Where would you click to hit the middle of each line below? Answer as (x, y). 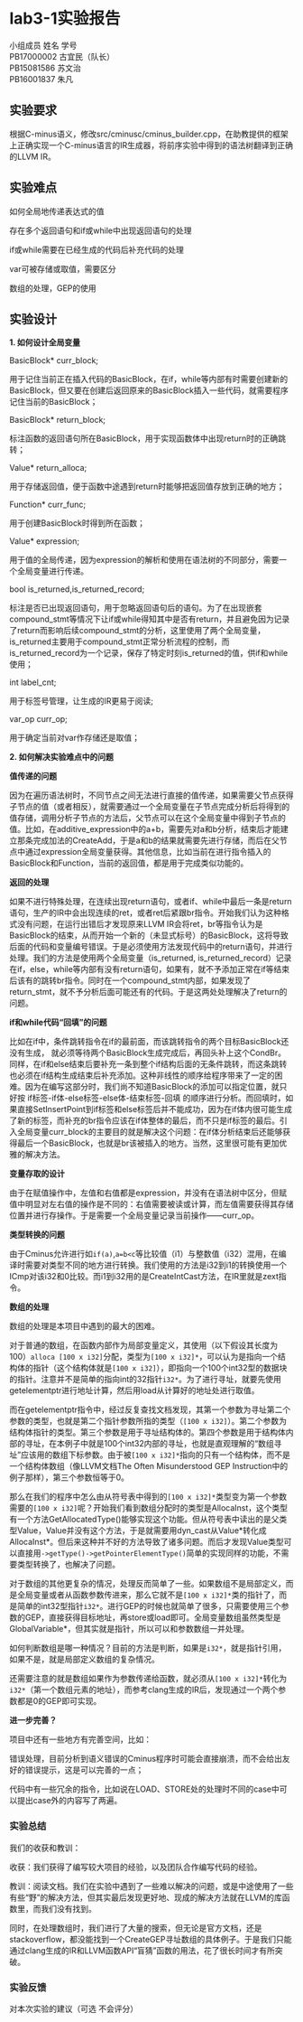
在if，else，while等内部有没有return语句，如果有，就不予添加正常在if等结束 (150, 969)
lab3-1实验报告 (65, 19)
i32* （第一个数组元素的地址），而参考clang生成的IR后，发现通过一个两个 (144, 1690)
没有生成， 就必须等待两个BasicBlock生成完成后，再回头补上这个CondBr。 (148, 1053)
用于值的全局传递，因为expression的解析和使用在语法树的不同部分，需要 (144, 560)
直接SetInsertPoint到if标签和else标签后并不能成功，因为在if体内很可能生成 (155, 1109)
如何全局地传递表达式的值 (57, 211)
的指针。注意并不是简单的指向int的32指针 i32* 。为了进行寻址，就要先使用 (146, 1380)
